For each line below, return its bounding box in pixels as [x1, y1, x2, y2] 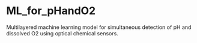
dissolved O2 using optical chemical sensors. [6, 29, 118, 37]
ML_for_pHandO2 [6, 4, 96, 18]
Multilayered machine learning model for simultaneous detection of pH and [6, 24, 192, 31]
